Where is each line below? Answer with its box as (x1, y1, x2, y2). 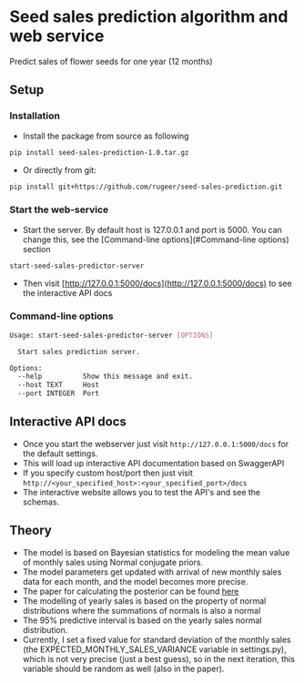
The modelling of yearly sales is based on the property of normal (22, 595, 267, 607)
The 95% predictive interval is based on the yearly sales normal (22, 615, 262, 626)
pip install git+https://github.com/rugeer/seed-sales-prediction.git (9, 182, 283, 191)
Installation (9, 109, 61, 122)
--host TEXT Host (17, 381, 100, 390)
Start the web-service (9, 203, 109, 216)
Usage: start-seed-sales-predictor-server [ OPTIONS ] (9, 331, 214, 340)
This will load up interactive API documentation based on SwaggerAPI (22, 457, 285, 468)
